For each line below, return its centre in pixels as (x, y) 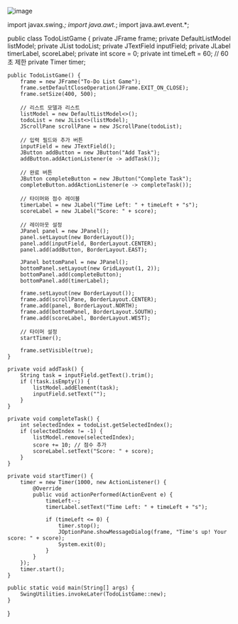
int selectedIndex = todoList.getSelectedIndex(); (97, 425)
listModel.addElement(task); (76, 388)
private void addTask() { (45, 369)
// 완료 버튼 (37, 173)
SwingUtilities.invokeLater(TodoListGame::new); (93, 594)
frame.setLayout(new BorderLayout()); (77, 293)
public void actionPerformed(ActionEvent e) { (103, 495)
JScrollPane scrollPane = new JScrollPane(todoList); (101, 126)
